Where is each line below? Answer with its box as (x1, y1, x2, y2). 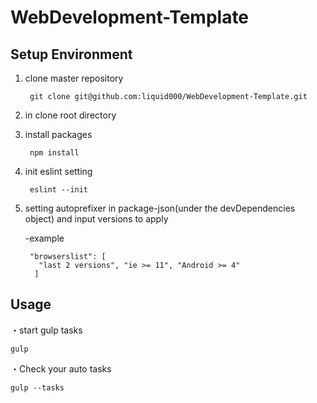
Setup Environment (10, 46, 133, 63)
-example (24, 232, 65, 244)
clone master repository (24, 72, 124, 84)
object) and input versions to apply (24, 213, 169, 225)
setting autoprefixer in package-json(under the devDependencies (24, 202, 296, 214)
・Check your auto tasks (10, 362, 112, 375)
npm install (29, 148, 80, 158)
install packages (24, 129, 93, 140)
